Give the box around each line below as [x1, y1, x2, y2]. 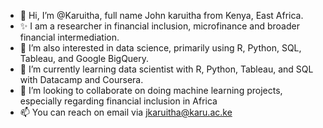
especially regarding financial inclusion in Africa [19, 95, 218, 107]
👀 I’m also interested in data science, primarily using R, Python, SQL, [19, 42, 302, 54]
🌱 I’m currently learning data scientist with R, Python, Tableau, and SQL [19, 63, 314, 75]
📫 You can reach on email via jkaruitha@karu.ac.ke [19, 106, 233, 118]
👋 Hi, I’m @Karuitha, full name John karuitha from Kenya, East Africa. [19, 10, 304, 21]
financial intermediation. [19, 31, 120, 43]
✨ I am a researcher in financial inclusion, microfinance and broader [19, 20, 300, 32]
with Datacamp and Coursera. [19, 74, 144, 85]
